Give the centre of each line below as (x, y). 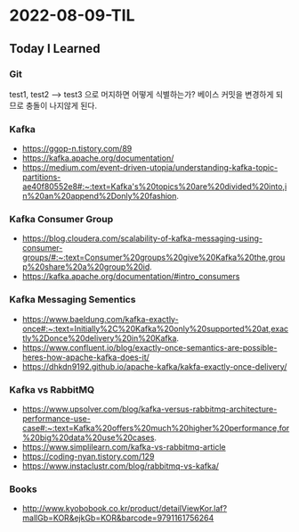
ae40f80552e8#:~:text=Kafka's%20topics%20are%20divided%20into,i (154, 187)
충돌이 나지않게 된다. (61, 105)
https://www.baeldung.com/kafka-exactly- (101, 319)
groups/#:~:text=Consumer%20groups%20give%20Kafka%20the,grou (154, 258)
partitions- (41, 177)
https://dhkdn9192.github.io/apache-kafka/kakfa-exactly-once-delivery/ (154, 366)
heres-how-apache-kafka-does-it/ (85, 357)
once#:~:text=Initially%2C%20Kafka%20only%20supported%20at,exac (155, 328)
